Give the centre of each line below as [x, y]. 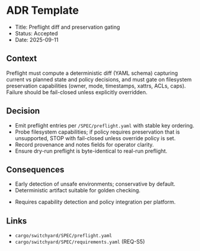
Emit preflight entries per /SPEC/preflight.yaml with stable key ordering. [105, 125]
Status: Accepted [36, 33]
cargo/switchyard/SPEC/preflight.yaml [63, 236]
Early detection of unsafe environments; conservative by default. [95, 184]
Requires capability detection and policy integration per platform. [95, 202]
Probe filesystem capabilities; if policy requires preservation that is [97, 132]
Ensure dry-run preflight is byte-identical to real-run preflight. [91, 151]
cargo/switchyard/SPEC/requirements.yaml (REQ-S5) [80, 242]
